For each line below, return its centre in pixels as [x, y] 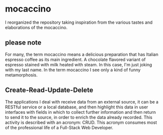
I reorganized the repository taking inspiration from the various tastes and [79, 22]
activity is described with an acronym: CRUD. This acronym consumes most [81, 122]
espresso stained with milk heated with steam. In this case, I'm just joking [79, 64]
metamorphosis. [21, 75]
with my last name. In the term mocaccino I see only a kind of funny [73, 70]
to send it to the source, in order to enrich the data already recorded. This [79, 117]
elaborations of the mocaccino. [36, 27]
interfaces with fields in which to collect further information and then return [81, 112]
